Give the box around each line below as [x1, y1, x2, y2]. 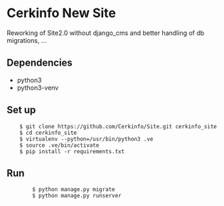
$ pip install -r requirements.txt [19, 148, 125, 155]
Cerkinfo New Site [6, 5, 117, 21]
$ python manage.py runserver [32, 192, 122, 200]
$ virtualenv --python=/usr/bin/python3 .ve [19, 135, 154, 143]
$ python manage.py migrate [32, 186, 115, 193]
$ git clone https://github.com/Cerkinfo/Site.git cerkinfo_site [19, 123, 218, 130]
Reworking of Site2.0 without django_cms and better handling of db [6, 29, 205, 37]
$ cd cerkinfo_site [19, 129, 78, 136]
